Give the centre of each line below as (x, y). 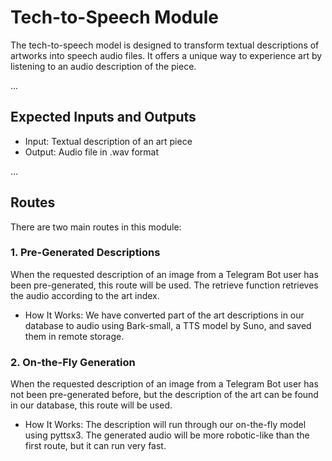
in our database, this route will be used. (91, 405)
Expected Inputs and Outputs (103, 117)
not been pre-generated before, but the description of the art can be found (164, 395)
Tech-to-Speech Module (114, 17)
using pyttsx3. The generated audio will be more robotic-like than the (167, 435)
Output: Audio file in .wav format (91, 152)
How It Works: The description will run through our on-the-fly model (165, 425)
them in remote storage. (74, 336)
